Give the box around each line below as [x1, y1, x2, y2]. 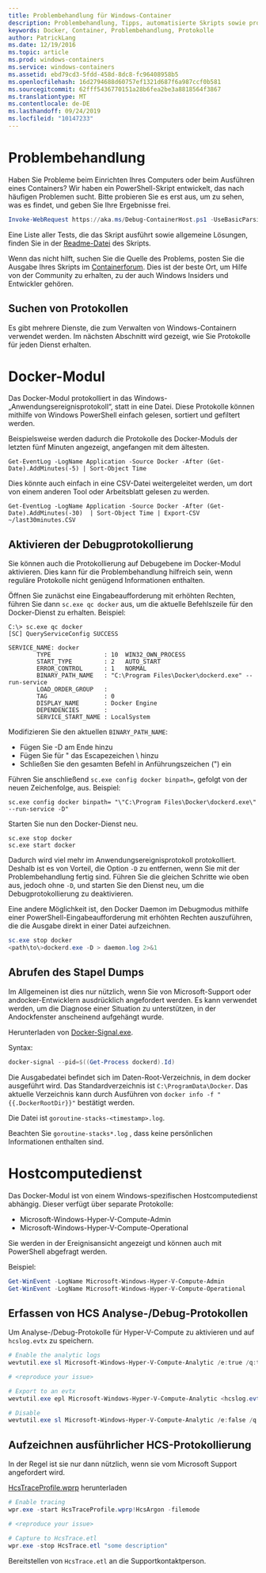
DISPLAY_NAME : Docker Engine [36, 699, 158, 707]
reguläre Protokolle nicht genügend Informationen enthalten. [8, 576, 206, 585]
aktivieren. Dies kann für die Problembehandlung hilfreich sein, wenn [8, 567, 234, 577]
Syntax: [8, 1042, 33, 1052]
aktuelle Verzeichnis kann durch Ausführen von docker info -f [8, 1089, 215, 1099]
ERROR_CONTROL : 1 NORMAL [36, 665, 147, 673]
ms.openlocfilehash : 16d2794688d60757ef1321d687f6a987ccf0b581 [8, 78, 222, 86]
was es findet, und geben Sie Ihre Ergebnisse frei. [8, 200, 171, 210]
